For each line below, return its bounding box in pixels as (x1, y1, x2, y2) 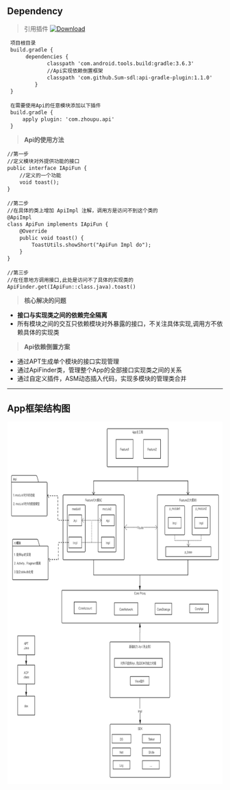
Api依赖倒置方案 (23, 342, 71, 350)
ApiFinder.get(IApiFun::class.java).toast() (7, 283, 136, 290)
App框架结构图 (7, 403, 71, 414)
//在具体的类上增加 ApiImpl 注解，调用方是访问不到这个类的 (7, 207, 159, 214)
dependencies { (25, 53, 69, 60)
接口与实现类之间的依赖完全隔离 (16, 311, 107, 319)
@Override (19, 228, 48, 235)
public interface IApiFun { (7, 165, 88, 171)
